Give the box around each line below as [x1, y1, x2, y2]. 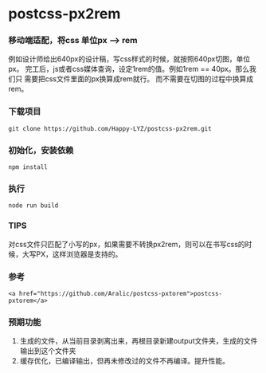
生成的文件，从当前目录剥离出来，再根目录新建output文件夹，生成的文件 [19, 336, 258, 346]
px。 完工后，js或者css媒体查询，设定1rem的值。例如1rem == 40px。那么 [8, 65, 249, 74]
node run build [8, 202, 59, 210]
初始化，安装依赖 [8, 144, 74, 155]
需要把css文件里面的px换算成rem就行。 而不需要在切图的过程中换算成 [23, 74, 254, 84]
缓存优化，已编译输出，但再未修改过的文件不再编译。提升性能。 [19, 356, 229, 366]
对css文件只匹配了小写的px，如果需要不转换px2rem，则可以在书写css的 [8, 239, 245, 249]
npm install [8, 163, 48, 171]
